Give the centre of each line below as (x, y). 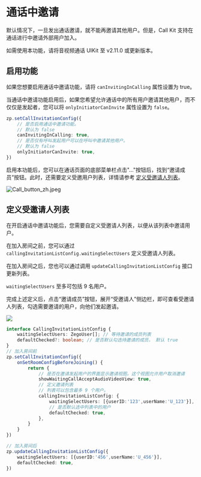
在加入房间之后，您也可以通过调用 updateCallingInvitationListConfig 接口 (100, 266)
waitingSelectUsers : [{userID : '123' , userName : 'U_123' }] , (122, 401)
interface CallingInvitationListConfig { (59, 329)
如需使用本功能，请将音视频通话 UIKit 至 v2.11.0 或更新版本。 (81, 50)
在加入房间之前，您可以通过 (40, 245)
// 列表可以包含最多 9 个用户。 (73, 390)
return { (39, 368)
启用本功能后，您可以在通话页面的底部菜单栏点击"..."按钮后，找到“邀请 (93, 169)
